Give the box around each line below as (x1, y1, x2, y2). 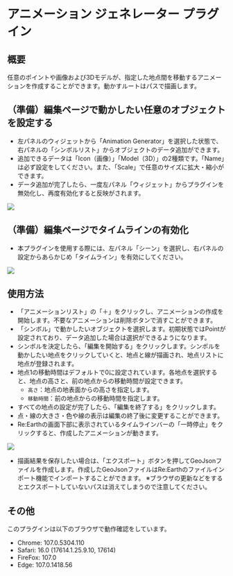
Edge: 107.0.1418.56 (17, 561, 73, 569)
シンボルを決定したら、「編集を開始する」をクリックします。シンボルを (17, 342, 221, 350)
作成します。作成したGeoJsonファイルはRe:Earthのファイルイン (41, 466, 225, 474)
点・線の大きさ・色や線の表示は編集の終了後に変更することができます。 (17, 412, 224, 420)
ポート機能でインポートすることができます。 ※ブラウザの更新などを (17, 474, 212, 482)
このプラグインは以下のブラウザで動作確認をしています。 (7, 525, 171, 533)
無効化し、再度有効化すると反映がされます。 (17, 189, 145, 197)
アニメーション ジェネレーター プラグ (7, 6, 220, 22)
